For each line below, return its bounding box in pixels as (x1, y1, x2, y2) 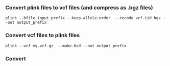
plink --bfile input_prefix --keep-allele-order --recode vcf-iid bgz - (5, 16, 166, 21)
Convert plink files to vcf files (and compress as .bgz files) (5, 4, 153, 11)
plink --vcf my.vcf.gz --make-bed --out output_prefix (5, 43, 127, 48)
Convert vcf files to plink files (5, 32, 80, 39)
